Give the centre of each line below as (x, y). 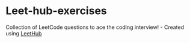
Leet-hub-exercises (56, 11)
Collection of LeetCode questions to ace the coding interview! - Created (95, 27)
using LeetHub (24, 33)
